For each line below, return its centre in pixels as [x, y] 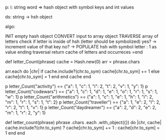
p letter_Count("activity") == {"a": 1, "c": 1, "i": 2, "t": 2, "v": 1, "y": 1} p [77, 86]
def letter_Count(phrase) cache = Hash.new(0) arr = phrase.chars [73, 62]
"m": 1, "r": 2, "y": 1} [26, 113]
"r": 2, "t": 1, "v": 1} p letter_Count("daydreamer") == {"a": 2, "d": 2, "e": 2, [81, 107]
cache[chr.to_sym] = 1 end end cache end [48, 76]
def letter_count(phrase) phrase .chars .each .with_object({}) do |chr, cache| [83, 122]
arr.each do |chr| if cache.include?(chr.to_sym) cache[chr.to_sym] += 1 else [83, 71]
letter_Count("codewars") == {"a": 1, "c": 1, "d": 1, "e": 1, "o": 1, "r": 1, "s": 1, [82, 91]
